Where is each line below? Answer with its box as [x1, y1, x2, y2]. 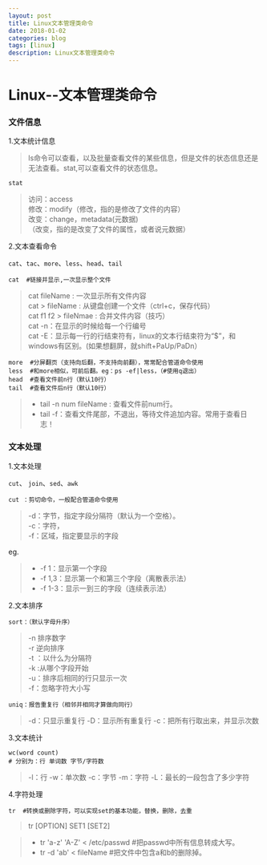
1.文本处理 [8, 461, 42, 471]
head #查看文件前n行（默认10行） [8, 376, 111, 384]
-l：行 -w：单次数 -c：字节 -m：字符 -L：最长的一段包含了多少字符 [27, 772, 250, 782]
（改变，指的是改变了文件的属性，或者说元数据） [27, 224, 190, 234]
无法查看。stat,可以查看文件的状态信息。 [27, 164, 163, 173]
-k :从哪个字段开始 [27, 663, 89, 673]
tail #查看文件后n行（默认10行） [8, 384, 111, 393]
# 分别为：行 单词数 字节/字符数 [8, 757, 104, 766]
